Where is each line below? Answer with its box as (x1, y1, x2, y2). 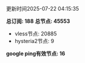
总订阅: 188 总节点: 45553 (6, 18, 70, 25)
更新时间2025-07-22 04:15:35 (6, 5, 80, 12)
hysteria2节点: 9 (14, 38, 54, 44)
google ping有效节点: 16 (6, 50, 66, 57)
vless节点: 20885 (14, 30, 57, 37)
